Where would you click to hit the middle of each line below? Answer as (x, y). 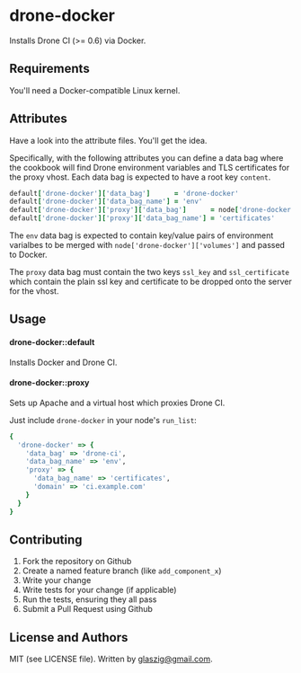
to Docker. (28, 255)
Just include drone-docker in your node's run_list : (103, 420)
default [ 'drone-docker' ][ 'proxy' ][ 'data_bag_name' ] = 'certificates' (142, 218)
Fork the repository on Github (77, 562)
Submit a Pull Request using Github (87, 609)
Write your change (57, 580)
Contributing (46, 540)
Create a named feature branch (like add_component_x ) (122, 571)
